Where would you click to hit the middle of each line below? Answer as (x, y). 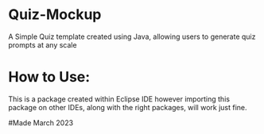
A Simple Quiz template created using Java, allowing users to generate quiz (132, 36)
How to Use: (49, 77)
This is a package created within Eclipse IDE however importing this (119, 99)
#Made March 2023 (41, 123)
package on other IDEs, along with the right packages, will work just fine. (128, 107)
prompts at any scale (43, 44)
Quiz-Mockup (55, 15)
